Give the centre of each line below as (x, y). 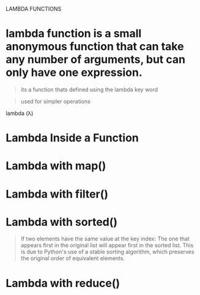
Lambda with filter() (57, 194)
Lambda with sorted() (61, 222)
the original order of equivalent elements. (72, 258)
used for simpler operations (56, 101)
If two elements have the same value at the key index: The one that (105, 239)
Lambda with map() (56, 166)
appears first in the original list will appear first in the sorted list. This (107, 245)
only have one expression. (74, 73)
